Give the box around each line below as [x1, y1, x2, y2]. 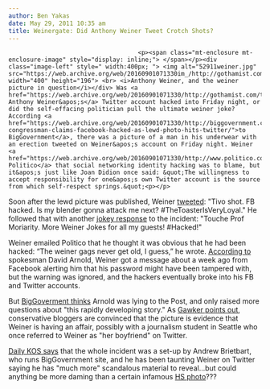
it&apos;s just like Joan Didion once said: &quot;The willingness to [8, 168, 250, 177]
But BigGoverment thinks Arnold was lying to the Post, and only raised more [8, 296, 260, 306]
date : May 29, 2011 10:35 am [8, 19, 106, 27]
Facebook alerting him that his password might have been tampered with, [8, 263, 252, 274]
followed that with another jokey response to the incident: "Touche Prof [8, 214, 245, 224]
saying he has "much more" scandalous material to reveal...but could [8, 363, 237, 373]
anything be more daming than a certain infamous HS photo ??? [8, 372, 217, 382]
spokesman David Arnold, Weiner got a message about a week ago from [8, 255, 248, 265]
